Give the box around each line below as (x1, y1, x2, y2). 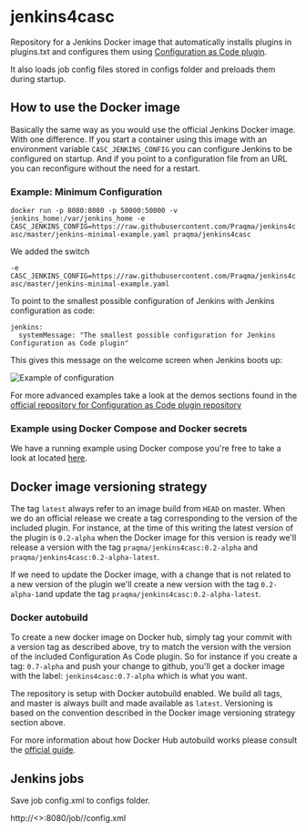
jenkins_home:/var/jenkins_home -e (10, 214, 146, 224)
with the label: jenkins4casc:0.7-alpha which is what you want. (10, 671, 248, 682)
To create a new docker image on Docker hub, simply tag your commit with (10, 632, 292, 643)
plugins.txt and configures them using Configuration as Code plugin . (10, 46, 268, 56)
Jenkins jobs (10, 771, 85, 786)
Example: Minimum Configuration (10, 185, 163, 198)
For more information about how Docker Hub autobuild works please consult (10, 735, 298, 746)
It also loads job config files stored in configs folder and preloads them (10, 64, 276, 75)
